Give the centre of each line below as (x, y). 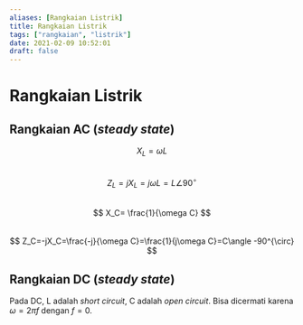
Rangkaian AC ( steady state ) (92, 129)
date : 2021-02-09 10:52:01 (60, 43)
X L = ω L (152, 152)
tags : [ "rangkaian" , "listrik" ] (70, 34)
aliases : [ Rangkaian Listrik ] (66, 18)
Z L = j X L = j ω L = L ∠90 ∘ (152, 183)
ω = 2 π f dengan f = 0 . (51, 311)
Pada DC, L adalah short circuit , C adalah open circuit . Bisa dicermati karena (151, 301)
